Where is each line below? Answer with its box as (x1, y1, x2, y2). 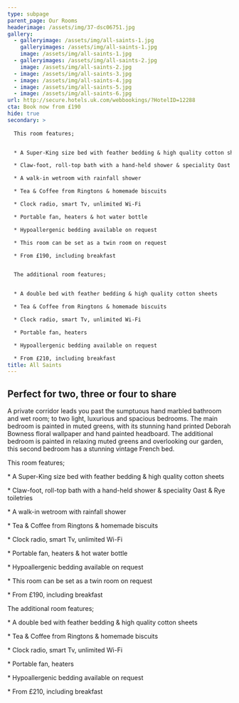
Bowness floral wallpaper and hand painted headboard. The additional (7, 430, 213, 438)
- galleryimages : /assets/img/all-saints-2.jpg (14, 57, 158, 64)
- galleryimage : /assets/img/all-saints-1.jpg (14, 37, 154, 44)
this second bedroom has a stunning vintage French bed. (7, 445, 175, 453)
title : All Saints (7, 361, 62, 368)
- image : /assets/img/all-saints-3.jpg (14, 70, 132, 77)
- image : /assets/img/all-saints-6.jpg (14, 90, 132, 97)
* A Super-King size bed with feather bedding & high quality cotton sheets (7, 472, 225, 481)
